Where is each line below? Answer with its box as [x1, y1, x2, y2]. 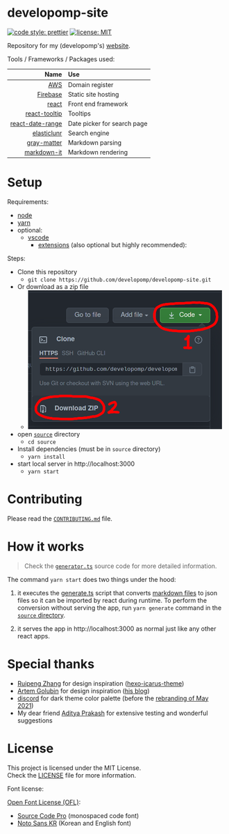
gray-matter [26, 139, 62, 147]
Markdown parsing [68, 139, 122, 147]
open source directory [17, 430, 80, 438]
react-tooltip [25, 109, 62, 118]
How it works [7, 539, 85, 554]
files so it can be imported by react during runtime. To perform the [17, 596, 207, 604]
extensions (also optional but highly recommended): [37, 240, 187, 249]
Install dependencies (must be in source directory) [17, 444, 161, 453]
